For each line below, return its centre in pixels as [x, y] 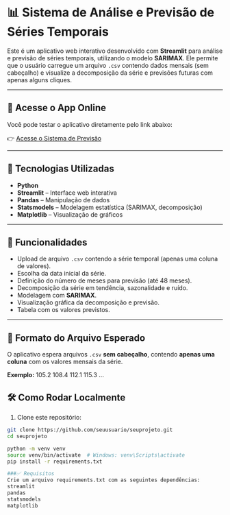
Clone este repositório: [49, 417]
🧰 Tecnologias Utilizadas [61, 169]
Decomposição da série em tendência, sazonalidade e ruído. [102, 288]
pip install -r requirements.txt [55, 462]
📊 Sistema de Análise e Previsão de [111, 13]
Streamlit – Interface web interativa [67, 193]
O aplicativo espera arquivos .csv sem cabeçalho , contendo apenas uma [111, 355]
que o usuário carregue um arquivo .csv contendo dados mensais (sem [108, 65]
